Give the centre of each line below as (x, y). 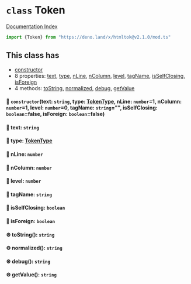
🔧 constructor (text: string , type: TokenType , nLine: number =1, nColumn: (94, 102)
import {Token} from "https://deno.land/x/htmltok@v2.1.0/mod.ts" (88, 37)
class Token (36, 10)
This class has (33, 55)
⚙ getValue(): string (32, 275)
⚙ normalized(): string (34, 248)
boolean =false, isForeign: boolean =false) (55, 114)
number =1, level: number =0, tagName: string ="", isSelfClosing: (82, 108)
